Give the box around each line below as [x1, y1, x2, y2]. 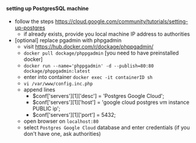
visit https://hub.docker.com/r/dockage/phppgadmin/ [23, 43, 154, 50]
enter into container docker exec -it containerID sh [23, 74, 153, 81]
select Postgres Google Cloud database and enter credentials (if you [23, 124, 191, 131]
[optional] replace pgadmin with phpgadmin [14, 37, 122, 44]
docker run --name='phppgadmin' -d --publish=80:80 [23, 63, 154, 69]
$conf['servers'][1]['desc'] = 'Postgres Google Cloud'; [32, 93, 165, 100]
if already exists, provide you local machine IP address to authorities [23, 30, 191, 38]
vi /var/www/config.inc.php [23, 81, 93, 87]
